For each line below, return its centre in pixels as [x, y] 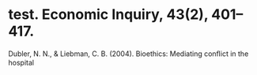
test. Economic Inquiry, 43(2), [108, 15]
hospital [21, 62]
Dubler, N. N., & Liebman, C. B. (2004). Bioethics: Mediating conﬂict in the [128, 54]
